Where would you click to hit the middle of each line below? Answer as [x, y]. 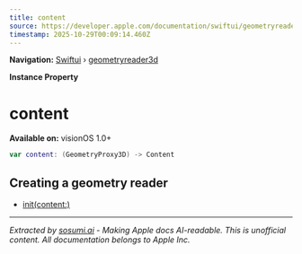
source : [24, 26]
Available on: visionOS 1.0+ [61, 138]
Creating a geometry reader [89, 183]
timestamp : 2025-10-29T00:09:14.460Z [80, 34]
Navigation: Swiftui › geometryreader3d [84, 60]
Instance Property [44, 77]
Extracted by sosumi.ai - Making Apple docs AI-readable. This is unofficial [147, 230]
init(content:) [46, 204]
